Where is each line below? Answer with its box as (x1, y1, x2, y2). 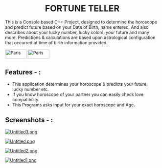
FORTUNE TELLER (45, 3, 120, 14)
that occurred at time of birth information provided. (5, 39, 108, 45)
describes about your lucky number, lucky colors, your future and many (5, 29, 149, 35)
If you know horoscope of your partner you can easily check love (12, 91, 144, 97)
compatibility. (12, 96, 40, 102)
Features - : (5, 68, 41, 76)
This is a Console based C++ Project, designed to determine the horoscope (5, 19, 158, 25)
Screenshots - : (5, 116, 53, 124)
